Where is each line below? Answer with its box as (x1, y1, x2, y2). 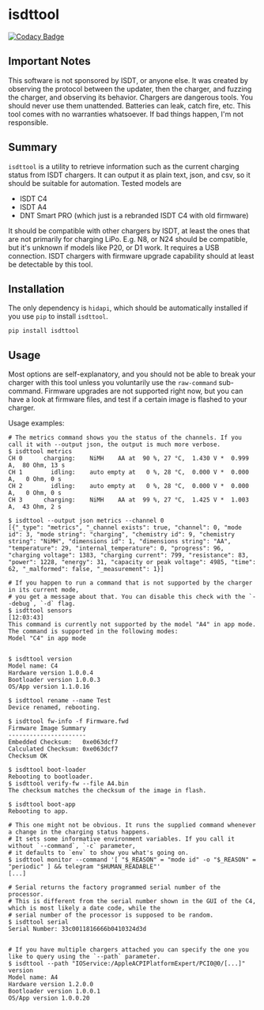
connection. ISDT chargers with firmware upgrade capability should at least (8, 251, 255, 260)
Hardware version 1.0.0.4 (8, 669, 93, 677)
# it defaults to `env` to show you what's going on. (8, 849, 190, 857)
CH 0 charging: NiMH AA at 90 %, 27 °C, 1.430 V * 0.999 (8, 455, 249, 463)
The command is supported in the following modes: (8, 627, 179, 636)
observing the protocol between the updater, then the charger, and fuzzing (8, 84, 252, 93)
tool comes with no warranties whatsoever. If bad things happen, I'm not (8, 109, 243, 119)
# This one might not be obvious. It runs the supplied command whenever (8, 821, 257, 830)
